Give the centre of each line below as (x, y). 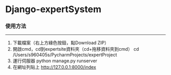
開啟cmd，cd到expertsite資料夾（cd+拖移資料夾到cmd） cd (76, 49)
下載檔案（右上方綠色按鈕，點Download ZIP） (61, 43)
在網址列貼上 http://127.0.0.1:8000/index (54, 67)
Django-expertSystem (53, 9)
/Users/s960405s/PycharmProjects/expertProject (65, 55)
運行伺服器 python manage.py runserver (55, 61)
